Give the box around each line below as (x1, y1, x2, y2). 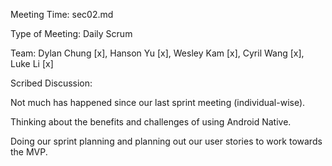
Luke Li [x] (10, 58, 54, 69)
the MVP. (10, 146, 48, 158)
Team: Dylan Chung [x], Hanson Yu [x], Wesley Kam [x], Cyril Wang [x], (10, 47, 305, 59)
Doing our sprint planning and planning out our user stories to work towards (10, 135, 323, 147)
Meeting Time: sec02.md (10, 9, 114, 20)
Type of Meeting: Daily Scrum (10, 28, 133, 39)
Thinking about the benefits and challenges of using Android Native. (10, 116, 292, 128)
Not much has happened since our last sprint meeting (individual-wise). (10, 97, 306, 108)
